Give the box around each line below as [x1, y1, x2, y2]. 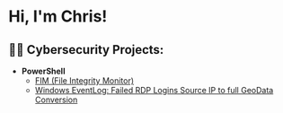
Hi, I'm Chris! [8, 6, 108, 27]
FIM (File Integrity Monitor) [34, 75, 135, 86]
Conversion [34, 94, 78, 105]
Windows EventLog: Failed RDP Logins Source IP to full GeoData [34, 85, 274, 95]
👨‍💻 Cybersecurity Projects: [8, 42, 164, 57]
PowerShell [21, 65, 66, 76]
